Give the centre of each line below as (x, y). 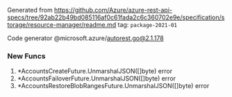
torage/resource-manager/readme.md (62, 25)
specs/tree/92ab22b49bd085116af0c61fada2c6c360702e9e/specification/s (116, 17)
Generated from (30, 10)
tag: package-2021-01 (147, 25)
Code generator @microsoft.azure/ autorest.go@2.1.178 (86, 38)
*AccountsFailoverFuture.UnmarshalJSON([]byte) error (96, 78)
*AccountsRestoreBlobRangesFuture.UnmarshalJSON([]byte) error (113, 86)
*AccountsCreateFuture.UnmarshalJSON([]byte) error (94, 71)
